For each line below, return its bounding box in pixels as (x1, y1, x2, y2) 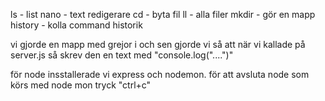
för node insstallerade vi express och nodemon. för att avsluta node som (10, 69, 310, 80)
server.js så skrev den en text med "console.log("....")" (10, 49, 234, 61)
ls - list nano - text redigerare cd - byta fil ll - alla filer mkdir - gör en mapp (10, 9, 316, 20)
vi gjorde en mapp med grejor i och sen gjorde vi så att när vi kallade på (10, 39, 306, 50)
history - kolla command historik (10, 19, 143, 31)
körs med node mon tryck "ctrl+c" (10, 79, 152, 91)
